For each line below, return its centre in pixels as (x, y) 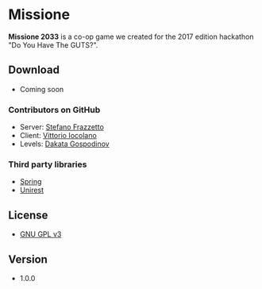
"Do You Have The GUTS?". (53, 44)
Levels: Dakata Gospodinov (64, 144)
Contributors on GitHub (54, 110)
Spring (31, 182)
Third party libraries (48, 164)
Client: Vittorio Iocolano (58, 136)
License (28, 215)
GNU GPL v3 (40, 234)
